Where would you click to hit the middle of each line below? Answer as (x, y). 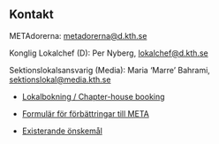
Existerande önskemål (62, 131)
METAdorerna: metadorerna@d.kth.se (78, 35)
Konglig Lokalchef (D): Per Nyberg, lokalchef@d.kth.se (109, 53)
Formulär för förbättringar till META (86, 113)
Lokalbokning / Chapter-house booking (93, 96)
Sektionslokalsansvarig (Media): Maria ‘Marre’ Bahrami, (109, 70)
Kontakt (32, 15)
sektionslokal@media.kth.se (60, 80)
